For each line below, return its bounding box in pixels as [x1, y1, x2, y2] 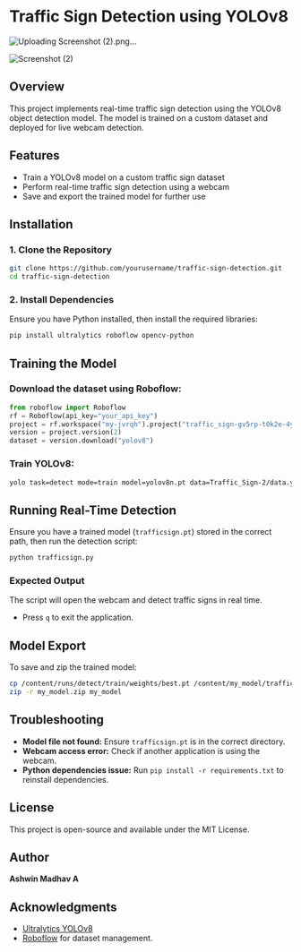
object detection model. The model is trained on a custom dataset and [9, 112, 269, 123]
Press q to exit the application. [21, 612, 134, 623]
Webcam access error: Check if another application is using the [21, 745, 261, 756]
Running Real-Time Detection [9, 502, 177, 518]
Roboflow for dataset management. [21, 933, 153, 944]
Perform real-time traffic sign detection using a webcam [21, 181, 230, 192]
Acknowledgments [9, 899, 118, 914]
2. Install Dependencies [9, 293, 115, 305]
